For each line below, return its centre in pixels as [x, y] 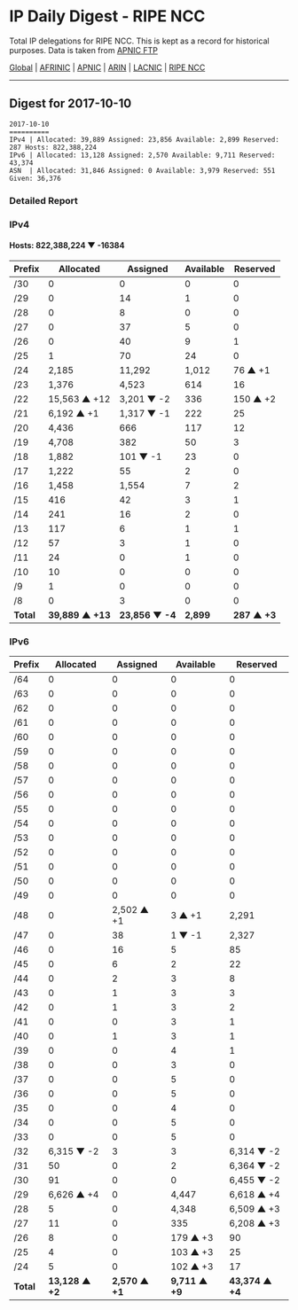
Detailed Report [43, 200]
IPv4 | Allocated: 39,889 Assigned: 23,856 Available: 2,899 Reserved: [144, 139]
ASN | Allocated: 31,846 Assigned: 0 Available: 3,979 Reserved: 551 [142, 170]
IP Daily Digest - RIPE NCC [107, 16]
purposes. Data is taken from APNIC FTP [83, 50]
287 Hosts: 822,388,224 [53, 147]
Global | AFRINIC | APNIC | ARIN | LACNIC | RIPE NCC [107, 67]
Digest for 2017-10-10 [71, 104]
